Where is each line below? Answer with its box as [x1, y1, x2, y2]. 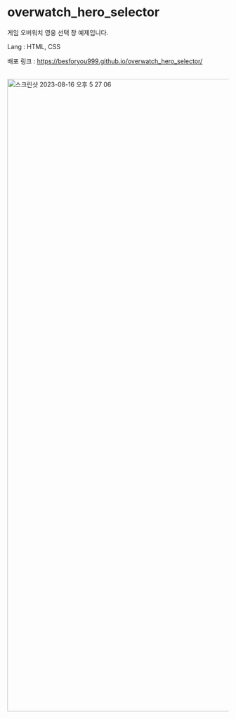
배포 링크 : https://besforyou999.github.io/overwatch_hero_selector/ [7, 57, 203, 65]
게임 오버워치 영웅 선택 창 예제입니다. [7, 28, 109, 37]
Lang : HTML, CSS [7, 42, 61, 51]
